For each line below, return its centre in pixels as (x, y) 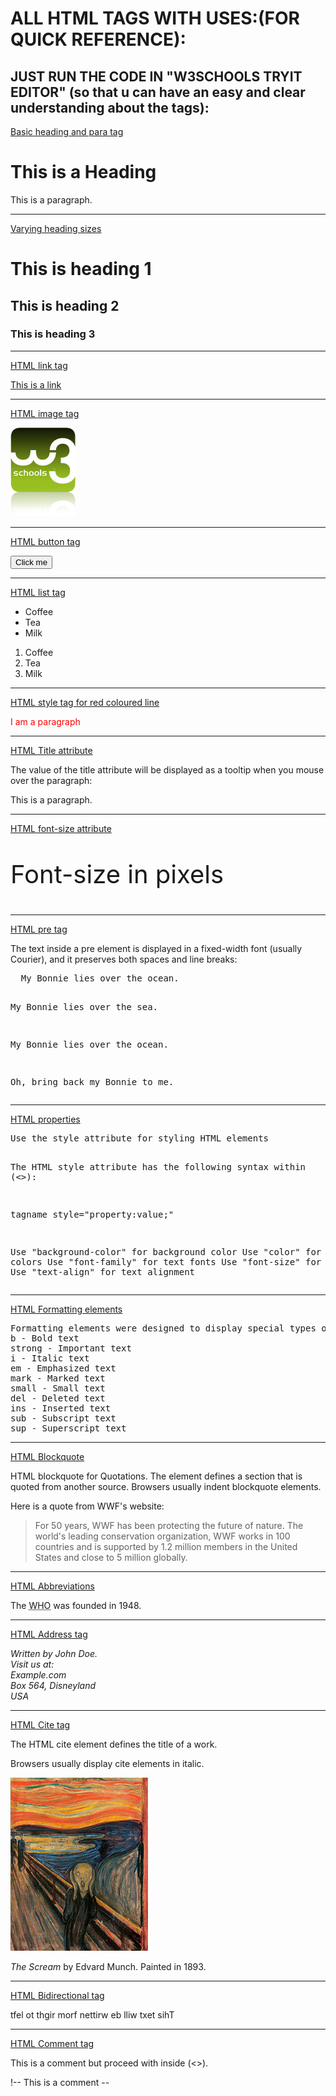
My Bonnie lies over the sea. (84, 1006)
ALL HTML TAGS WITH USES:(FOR (155, 18)
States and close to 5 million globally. (111, 1557)
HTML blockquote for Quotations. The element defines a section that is (156, 1476)
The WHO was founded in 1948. (76, 1605)
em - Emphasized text (63, 1368)
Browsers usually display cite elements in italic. (107, 1763)
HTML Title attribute (51, 750)
